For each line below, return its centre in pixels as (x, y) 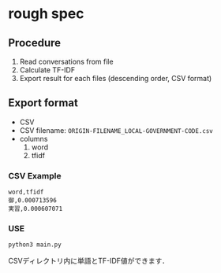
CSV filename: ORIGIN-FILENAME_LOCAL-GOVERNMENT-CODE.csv (116, 130)
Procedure (35, 43)
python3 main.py (35, 245)
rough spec (46, 14)
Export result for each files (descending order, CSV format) (116, 78)
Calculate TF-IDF (47, 70)
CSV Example (35, 175)
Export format (43, 103)
